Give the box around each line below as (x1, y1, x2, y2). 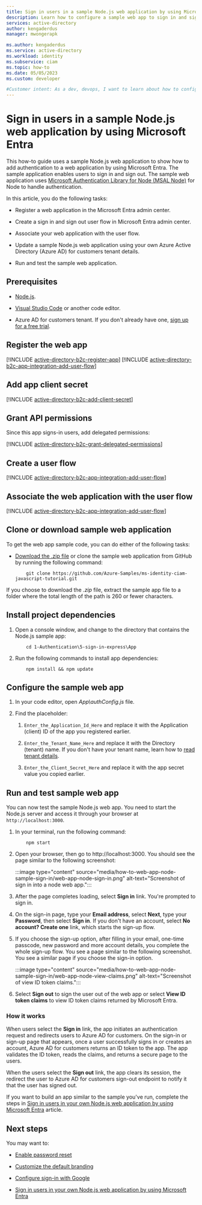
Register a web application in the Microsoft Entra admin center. (14, 207, 171, 214)
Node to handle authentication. (6, 183, 83, 191)
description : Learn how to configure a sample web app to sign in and (6, 14, 187, 20)
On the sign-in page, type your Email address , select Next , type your (14, 911, 187, 918)
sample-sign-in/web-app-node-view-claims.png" (14, 972, 138, 980)
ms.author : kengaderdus (6, 42, 66, 48)
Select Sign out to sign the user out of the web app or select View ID (14, 990, 186, 998)
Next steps (6, 1123, 48, 1133)
